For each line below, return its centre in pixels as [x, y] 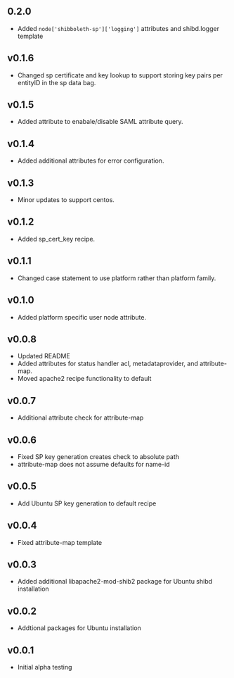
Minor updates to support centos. [66, 200]
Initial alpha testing [45, 667]
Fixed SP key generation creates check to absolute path [98, 456]
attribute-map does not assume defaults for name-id [93, 464]
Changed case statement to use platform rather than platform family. [117, 278]
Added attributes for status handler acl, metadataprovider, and [108, 364]
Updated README [44, 356]
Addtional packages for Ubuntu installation [79, 628]
